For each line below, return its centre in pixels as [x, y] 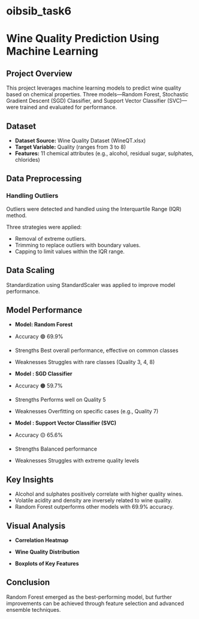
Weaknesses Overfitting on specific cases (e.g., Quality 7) [87, 411]
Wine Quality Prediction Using [83, 39]
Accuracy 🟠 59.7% [39, 386]
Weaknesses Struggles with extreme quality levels [77, 461]
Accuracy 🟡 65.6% [39, 435]
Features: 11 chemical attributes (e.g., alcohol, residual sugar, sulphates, [104, 153]
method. [16, 215]
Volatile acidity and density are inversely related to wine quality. [94, 500]
